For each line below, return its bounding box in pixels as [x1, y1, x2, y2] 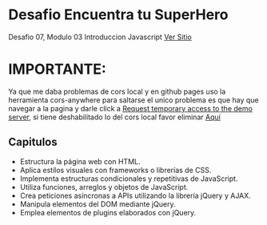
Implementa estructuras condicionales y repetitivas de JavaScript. [19, 174, 238, 183]
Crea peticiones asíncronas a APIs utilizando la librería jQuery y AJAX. [19, 191, 252, 200]
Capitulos [8, 135, 58, 149]
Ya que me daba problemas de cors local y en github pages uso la [8, 86, 226, 96]
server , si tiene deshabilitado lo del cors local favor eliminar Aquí [8, 112, 221, 122]
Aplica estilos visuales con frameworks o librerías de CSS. [19, 165, 212, 175]
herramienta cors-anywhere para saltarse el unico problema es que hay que [8, 94, 259, 105]
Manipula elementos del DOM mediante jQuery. [19, 199, 176, 209]
